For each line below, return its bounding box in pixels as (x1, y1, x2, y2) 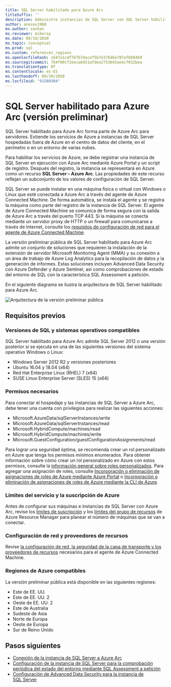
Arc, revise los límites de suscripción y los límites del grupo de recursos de (5, 508, 162, 515)
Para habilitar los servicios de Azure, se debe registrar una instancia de (5, 154, 155, 161)
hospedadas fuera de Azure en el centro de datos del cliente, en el (5, 139, 145, 145)
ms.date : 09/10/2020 (5, 36, 49, 41)
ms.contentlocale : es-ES (5, 69, 58, 74)
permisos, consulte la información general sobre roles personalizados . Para (5, 462, 164, 469)
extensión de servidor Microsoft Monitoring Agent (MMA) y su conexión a (5, 250, 160, 256)
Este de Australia (12, 605, 48, 611)
